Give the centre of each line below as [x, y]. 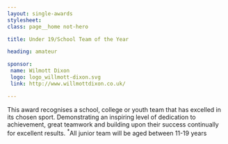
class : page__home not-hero [48, 26]
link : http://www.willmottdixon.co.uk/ [68, 83]
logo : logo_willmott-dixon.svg [55, 77]
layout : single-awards [40, 14]
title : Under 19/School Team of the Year [68, 39]
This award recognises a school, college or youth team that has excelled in [114, 109]
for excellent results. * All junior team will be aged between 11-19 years [107, 132]
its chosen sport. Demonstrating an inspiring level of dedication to [101, 117]
